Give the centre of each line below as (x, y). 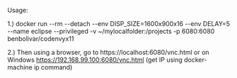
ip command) (53, 67)
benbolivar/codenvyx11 (41, 39)
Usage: (18, 10)
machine (20, 67)
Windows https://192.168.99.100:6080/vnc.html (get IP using (95, 60)
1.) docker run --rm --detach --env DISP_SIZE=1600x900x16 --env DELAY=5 (119, 24)
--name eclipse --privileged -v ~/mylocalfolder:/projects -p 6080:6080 (111, 31)
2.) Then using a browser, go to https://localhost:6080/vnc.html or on (109, 52)
